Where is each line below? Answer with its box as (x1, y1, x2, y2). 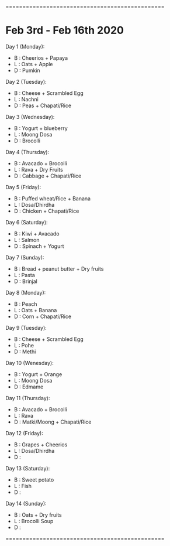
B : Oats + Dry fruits (13, 511, 62, 518)
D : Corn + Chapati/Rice (13, 313, 71, 320)
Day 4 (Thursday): (5, 148, 50, 155)
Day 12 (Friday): (5, 429, 43, 436)
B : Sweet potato (13, 476, 54, 483)
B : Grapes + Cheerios (13, 441, 68, 448)
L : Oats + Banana (13, 306, 57, 313)
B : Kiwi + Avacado (13, 230, 60, 237)
